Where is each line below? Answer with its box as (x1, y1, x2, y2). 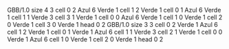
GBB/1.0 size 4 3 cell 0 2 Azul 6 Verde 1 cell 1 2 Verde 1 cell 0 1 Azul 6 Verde (7, 6, 221, 14)
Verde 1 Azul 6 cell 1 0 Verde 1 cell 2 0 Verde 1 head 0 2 (7, 35, 164, 43)
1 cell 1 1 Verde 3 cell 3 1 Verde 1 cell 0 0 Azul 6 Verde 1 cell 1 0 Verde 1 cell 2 (7, 13, 223, 21)
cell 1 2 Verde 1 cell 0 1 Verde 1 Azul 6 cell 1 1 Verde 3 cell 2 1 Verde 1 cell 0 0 (7, 28, 223, 36)
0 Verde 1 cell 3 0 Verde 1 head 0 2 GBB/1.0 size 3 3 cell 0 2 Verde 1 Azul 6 (7, 21, 218, 28)
